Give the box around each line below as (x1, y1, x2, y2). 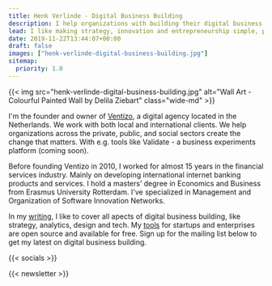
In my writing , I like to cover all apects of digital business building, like (8, 211, 241, 221)
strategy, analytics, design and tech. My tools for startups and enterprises (8, 220, 255, 229)
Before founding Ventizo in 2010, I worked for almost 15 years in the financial (8, 161, 264, 171)
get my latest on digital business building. (8, 237, 147, 247)
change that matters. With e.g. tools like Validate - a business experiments (8, 137, 257, 147)
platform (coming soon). (8, 145, 89, 155)
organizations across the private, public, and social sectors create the (8, 128, 241, 138)
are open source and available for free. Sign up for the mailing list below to (8, 228, 257, 238)
